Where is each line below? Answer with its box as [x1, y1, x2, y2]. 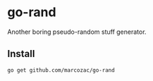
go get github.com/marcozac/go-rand [7, 66, 115, 74]
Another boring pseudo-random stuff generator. [7, 27, 147, 36]
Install [7, 48, 35, 60]
